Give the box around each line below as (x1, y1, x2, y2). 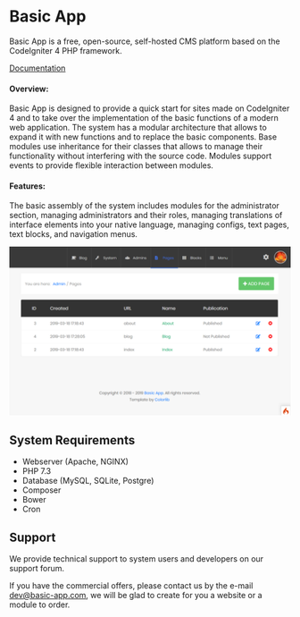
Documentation (9, 63, 66, 73)
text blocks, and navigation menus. (9, 229, 138, 240)
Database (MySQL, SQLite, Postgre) (21, 476, 154, 486)
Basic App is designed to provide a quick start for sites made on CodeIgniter (9, 103, 290, 114)
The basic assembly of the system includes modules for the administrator (9, 200, 279, 211)
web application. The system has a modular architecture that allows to (9, 123, 268, 133)
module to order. (9, 599, 71, 610)
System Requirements (9, 432, 136, 448)
